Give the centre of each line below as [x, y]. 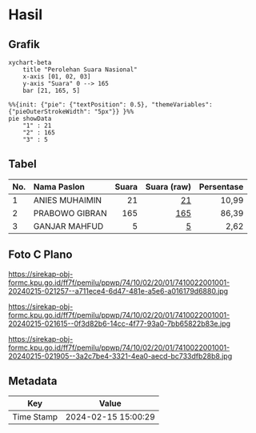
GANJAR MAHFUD [68, 226]
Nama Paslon [59, 186]
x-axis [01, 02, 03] [57, 77]
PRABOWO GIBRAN [70, 213]
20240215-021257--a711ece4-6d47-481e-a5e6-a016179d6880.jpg [118, 291]
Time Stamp [35, 417]
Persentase [221, 186]
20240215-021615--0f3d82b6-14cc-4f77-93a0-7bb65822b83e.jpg [119, 323]
